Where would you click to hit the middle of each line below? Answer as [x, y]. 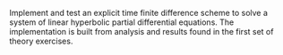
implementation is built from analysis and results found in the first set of [141, 31]
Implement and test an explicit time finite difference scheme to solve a [139, 13]
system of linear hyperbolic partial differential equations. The [122, 22]
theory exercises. [41, 41]
